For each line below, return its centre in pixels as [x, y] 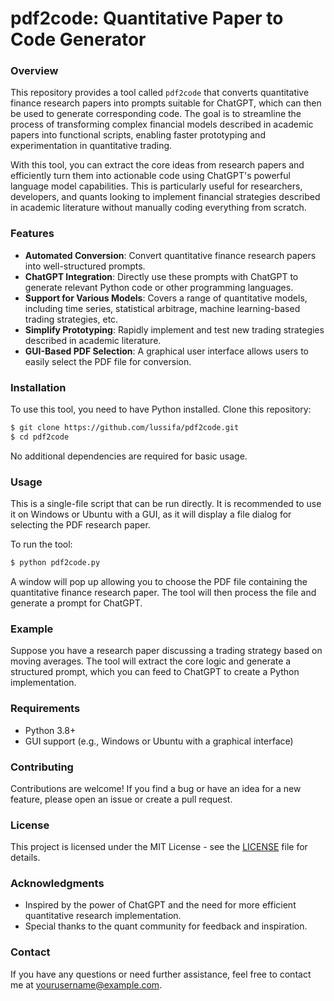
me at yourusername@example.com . [86, 984]
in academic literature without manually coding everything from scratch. [158, 208]
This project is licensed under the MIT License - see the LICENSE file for [159, 847]
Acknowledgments [57, 884]
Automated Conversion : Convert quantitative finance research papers [170, 255]
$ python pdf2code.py [55, 563]
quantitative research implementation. [103, 916]
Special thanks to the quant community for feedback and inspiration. [166, 926]
